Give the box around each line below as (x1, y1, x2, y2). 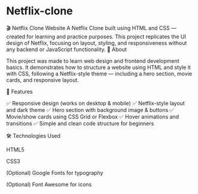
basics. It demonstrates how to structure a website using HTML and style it (6, 63, 191, 71)
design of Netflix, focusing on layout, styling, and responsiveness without (6, 39, 187, 46)
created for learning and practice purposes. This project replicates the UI (6, 33, 187, 40)
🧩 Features (6, 88, 33, 95)
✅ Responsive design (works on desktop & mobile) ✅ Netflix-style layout (6, 99, 185, 107)
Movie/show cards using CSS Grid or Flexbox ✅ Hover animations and (6, 113, 179, 120)
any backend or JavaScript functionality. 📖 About (6, 46, 127, 53)
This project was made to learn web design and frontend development (6, 57, 179, 64)
